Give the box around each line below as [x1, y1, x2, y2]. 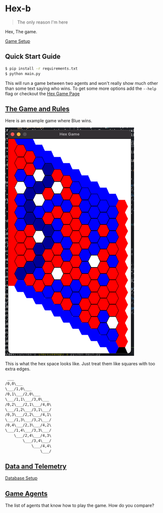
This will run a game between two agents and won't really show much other [5, 80, 158, 86]
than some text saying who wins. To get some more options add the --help [5, 85, 157, 91]
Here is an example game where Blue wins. [5, 118, 92, 124]
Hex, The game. [5, 28, 38, 34]
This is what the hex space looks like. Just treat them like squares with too [5, 361, 156, 367]
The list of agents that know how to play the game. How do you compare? [5, 503, 155, 509]
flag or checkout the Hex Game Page [5, 90, 80, 96]
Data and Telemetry [5, 462, 67, 470]
